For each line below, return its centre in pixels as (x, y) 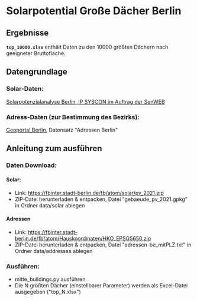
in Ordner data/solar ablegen (50, 205)
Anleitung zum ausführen (54, 148)
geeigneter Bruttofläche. (36, 53)
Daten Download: (32, 165)
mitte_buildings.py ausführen (50, 279)
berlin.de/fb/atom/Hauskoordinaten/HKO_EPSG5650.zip (83, 238)
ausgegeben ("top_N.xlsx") (48, 292)
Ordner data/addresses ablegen (54, 251)
